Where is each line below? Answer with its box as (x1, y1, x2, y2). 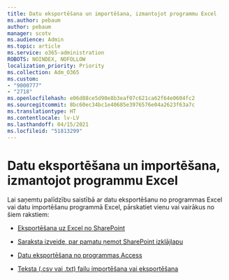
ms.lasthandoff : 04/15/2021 (7, 120, 89, 128)
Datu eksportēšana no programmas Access (17, 251, 142, 260)
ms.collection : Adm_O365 (7, 69, 80, 76)
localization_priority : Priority (7, 62, 105, 69)
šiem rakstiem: (7, 211, 50, 219)
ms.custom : (7, 75, 39, 83)
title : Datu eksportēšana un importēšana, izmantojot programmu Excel (7, 10, 217, 17)
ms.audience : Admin (7, 36, 64, 43)
